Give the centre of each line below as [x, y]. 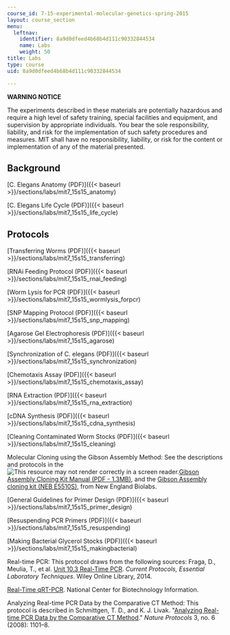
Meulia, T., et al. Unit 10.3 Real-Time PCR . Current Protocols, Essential [106, 569]
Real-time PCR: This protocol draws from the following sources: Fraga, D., [112, 562]
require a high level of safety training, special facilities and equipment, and [112, 117]
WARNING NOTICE [34, 96]
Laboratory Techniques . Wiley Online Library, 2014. [80, 577]
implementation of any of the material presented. [76, 147]
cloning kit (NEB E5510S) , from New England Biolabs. [82, 486]
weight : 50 [35, 52]
